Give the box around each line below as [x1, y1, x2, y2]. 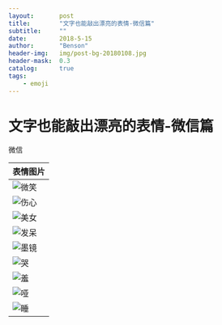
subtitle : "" [8, 27, 67, 35]
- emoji [23, 79, 49, 87]
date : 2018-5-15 [8, 34, 92, 43]
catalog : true [8, 65, 75, 73]
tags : [8, 72, 27, 80]
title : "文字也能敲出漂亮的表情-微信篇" [8, 19, 156, 27]
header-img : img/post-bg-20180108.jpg [8, 49, 147, 57]
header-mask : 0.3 [8, 57, 70, 65]
